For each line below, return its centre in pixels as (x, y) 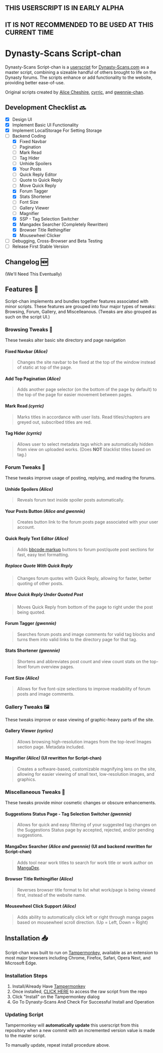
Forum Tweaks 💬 (25, 467)
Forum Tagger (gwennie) (31, 623)
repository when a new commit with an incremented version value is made (80, 1030)
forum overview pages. (51, 667)
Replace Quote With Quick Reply (39, 566)
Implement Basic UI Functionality (45, 125)
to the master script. (25, 1036)
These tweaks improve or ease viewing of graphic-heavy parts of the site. (80, 719)
